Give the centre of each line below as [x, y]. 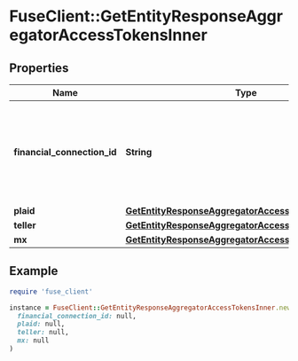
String [139, 152]
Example [34, 271]
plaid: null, [41, 324]
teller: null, [43, 333]
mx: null [33, 341]
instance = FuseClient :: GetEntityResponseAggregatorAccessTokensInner [142, 308]
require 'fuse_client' [51, 291]
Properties [39, 68]
